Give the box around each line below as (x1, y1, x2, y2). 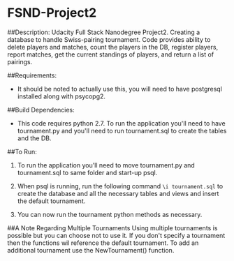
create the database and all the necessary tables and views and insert (17, 189, 219, 197)
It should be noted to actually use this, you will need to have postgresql (17, 84, 222, 93)
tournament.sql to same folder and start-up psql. (17, 168, 158, 177)
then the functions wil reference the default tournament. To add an (7, 239, 199, 247)
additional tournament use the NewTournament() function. (7, 246, 175, 254)
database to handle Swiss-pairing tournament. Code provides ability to (7, 35, 211, 43)
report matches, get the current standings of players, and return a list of (7, 50, 214, 59)
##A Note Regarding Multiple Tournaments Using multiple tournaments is (7, 223, 218, 232)
